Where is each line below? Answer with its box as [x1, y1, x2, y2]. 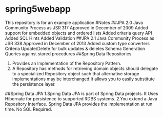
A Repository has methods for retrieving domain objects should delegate [12, 65, 158, 71]
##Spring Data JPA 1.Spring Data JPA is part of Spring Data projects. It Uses [5, 91, 159, 96]
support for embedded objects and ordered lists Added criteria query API [5, 30, 152, 36]
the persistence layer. [12, 81, 56, 87]
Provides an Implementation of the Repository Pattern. [12, 60, 122, 66]
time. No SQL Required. [5, 106, 52, 112]
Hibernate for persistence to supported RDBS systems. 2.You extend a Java [5, 95, 158, 101]
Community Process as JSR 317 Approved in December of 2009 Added [5, 24, 148, 30]
